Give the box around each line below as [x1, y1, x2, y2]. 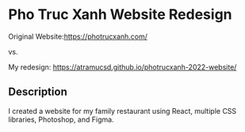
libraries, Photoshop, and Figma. [8, 115, 114, 124]
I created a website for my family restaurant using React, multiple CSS [8, 106, 237, 115]
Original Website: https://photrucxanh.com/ [8, 32, 148, 41]
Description [8, 85, 67, 99]
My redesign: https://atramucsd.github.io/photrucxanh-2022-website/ [8, 62, 237, 72]
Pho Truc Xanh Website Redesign [8, 6, 232, 24]
